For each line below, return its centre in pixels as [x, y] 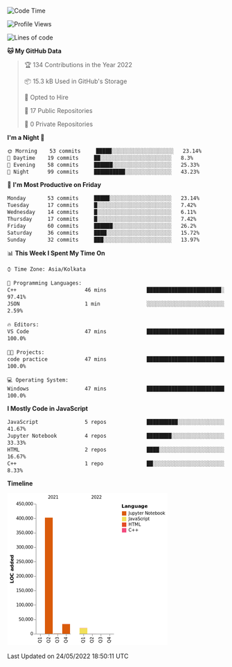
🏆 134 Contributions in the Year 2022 [78, 65]
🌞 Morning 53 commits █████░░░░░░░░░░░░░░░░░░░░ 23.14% [105, 151]
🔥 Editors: [23, 325]
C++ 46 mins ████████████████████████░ [116, 290]
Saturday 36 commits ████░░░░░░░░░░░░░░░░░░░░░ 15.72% [103, 233]
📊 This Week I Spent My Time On [56, 253]
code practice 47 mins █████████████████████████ [116, 359]
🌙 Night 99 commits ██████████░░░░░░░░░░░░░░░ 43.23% [103, 172]
